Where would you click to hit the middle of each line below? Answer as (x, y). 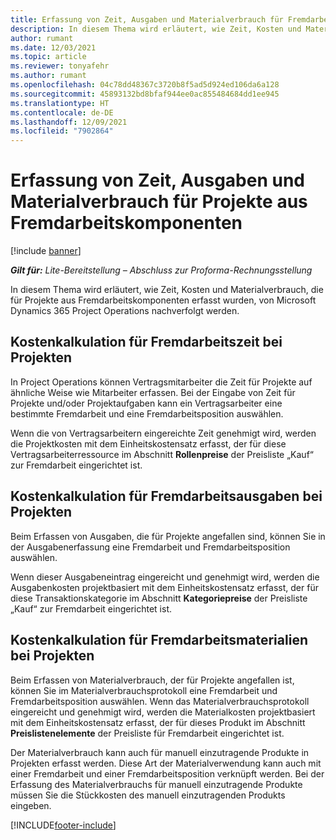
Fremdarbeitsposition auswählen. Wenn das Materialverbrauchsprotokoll (160, 701)
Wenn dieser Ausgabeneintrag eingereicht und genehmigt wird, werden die (165, 577)
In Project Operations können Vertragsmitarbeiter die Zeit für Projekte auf (161, 382)
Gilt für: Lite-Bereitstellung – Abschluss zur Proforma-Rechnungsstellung (161, 270)
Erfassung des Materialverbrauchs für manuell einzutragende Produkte (156, 784)
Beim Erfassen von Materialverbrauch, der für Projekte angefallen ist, (152, 680)
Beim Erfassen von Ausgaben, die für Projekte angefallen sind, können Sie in (168, 536)
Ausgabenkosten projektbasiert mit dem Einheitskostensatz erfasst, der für (164, 587)
